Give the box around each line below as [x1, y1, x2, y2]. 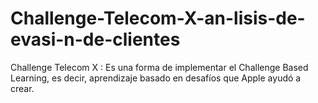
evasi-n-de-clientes [10, 28, 181, 51]
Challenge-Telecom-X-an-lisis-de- [10, 7, 306, 30]
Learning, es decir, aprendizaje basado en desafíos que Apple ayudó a [10, 72, 302, 84]
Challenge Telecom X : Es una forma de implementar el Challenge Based [10, 61, 309, 73]
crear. [10, 82, 35, 94]
